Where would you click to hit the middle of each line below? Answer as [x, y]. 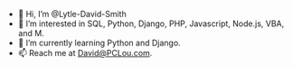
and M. [31, 33]
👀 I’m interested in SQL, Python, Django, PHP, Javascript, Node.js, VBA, [151, 24]
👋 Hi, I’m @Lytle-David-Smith [72, 14]
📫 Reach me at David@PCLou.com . [85, 53]
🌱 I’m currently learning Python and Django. [99, 43]
